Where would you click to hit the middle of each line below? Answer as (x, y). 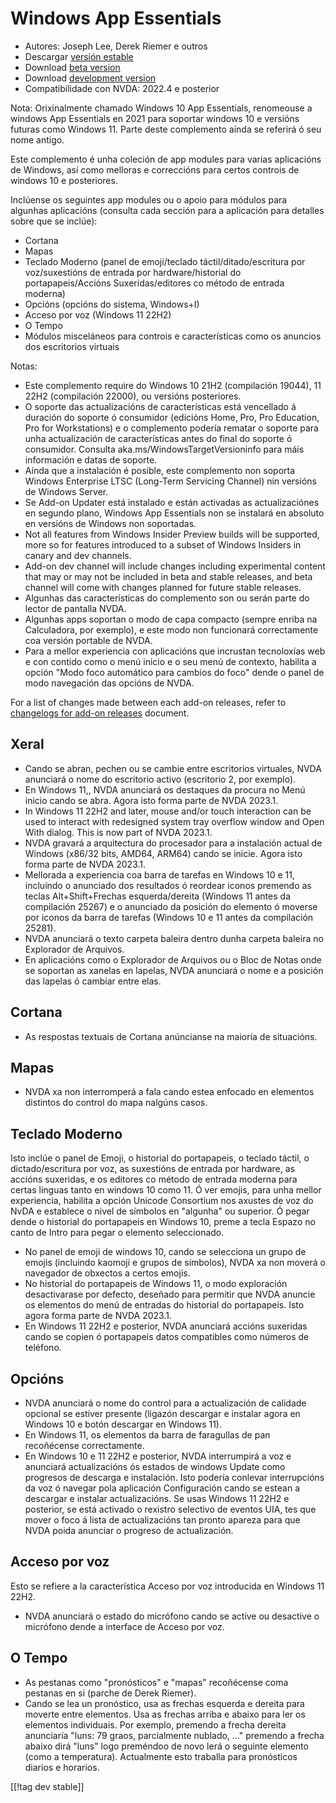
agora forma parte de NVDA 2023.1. (98, 1316)
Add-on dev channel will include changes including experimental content (175, 566)
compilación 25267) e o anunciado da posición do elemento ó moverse (171, 906)
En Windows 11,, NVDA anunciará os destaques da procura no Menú (165, 789)
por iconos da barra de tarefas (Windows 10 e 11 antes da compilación (169, 917)
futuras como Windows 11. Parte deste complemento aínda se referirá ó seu (166, 129)
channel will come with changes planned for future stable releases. (163, 587)
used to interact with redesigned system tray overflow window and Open (174, 821)
